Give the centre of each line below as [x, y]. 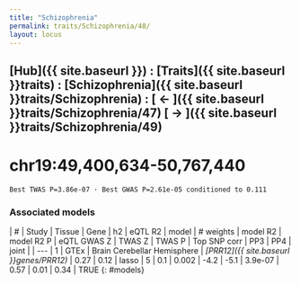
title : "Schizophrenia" [54, 18]
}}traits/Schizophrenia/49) [86, 127]
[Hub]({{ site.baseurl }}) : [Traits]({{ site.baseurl [147, 71]
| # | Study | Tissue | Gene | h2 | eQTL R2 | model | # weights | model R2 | [146, 231]
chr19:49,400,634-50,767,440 [128, 165]
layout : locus [36, 34]
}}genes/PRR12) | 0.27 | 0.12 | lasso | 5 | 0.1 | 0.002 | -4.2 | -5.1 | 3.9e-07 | [145, 260]
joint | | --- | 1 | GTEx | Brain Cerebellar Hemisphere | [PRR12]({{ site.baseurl [150, 251]
